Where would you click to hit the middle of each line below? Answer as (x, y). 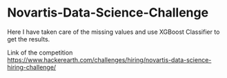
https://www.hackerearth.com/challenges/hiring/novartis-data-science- (109, 59)
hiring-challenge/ (32, 67)
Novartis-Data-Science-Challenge (108, 13)
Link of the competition (40, 52)
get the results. (29, 39)
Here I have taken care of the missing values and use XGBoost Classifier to (113, 32)
